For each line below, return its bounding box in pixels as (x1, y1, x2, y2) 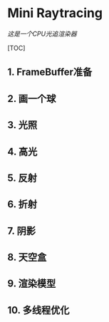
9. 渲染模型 (7, 278, 56, 290)
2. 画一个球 (7, 93, 56, 105)
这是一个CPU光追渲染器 (7, 29, 77, 38)
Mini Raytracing (7, 5, 103, 21)
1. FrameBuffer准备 (7, 66, 93, 78)
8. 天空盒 (7, 251, 47, 264)
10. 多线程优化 (7, 304, 70, 316)
